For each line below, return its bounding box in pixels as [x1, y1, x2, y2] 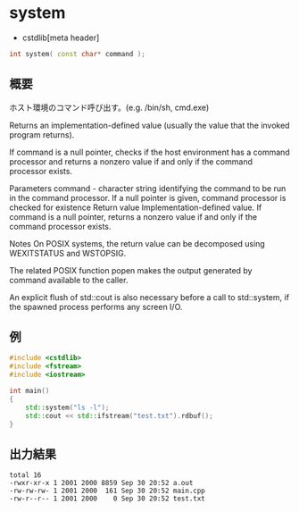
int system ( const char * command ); [9, 49, 145, 58]
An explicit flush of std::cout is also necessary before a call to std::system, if [9, 291, 290, 302]
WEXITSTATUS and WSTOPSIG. [9, 248, 127, 258]
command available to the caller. [9, 274, 129, 285]
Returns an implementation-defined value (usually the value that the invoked [9, 120, 290, 130]
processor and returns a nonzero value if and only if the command [9, 155, 253, 167]
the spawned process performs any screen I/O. [9, 301, 183, 312]
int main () [9, 387, 50, 396]
